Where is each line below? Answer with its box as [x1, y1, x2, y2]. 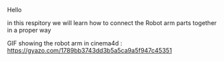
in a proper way [7, 26, 51, 34]
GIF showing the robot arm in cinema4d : [7, 39, 123, 47]
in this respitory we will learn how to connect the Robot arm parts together [7, 19, 217, 26]
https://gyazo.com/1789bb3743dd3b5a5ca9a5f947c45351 [7, 47, 173, 54]
